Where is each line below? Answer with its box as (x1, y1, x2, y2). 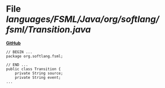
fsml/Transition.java (6, 24, 91, 35)
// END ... (6, 62, 28, 67)
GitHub (6, 40, 21, 46)
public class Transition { (6, 67, 61, 71)
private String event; (15, 75, 61, 80)
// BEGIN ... (6, 50, 33, 54)
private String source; (15, 70, 63, 76)
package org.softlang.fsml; (6, 53, 63, 59)
